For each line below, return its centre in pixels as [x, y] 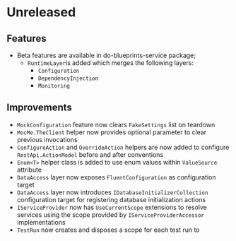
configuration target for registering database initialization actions [111, 199]
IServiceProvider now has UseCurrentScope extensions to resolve [112, 207]
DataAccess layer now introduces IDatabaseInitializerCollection [112, 192]
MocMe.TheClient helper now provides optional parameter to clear [112, 132]
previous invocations [47, 139]
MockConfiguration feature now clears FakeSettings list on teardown [116, 124]
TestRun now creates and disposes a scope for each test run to [108, 230]
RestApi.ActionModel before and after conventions [90, 154]
